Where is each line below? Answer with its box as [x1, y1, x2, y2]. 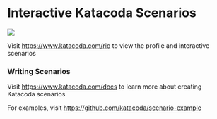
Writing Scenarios [7, 66, 71, 76]
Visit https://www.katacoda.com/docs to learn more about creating [7, 82, 202, 91]
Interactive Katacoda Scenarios [7, 5, 197, 21]
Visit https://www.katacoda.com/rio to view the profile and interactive [7, 41, 210, 50]
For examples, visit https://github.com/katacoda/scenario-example [7, 104, 201, 112]
